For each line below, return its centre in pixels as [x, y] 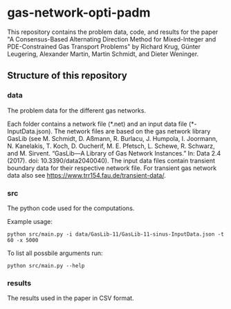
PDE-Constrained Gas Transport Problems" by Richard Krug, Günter [104, 46]
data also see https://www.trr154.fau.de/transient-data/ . [86, 175]
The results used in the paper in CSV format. [71, 298]
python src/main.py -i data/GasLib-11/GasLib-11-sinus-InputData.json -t [116, 234]
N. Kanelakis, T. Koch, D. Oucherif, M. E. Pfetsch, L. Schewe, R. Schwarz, [111, 146]
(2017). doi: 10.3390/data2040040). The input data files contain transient [111, 160]
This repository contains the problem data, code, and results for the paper [113, 32]
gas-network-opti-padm [79, 13]
